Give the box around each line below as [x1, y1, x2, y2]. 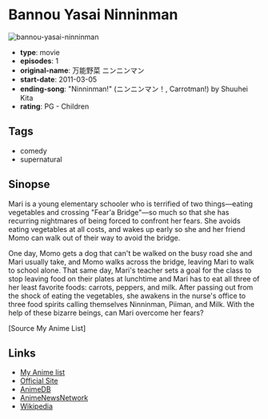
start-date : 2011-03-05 [19, 74, 98, 84]
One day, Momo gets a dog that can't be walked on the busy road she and [8, 248, 253, 257]
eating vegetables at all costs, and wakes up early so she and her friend [8, 224, 246, 233]
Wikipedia [19, 401, 54, 411]
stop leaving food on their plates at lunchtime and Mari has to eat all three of [8, 273, 260, 283]
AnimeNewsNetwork [19, 393, 89, 403]
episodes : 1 [19, 56, 58, 66]
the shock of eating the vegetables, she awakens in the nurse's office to [8, 290, 246, 301]
